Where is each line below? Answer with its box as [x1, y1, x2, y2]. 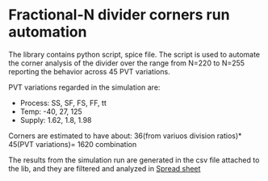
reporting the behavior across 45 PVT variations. [8, 66, 171, 76]
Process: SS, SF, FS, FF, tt [19, 98, 107, 107]
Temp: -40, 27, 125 [19, 107, 82, 116]
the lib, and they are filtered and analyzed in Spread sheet [8, 163, 201, 173]
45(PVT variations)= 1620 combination [8, 139, 137, 149]
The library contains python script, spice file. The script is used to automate [8, 49, 261, 59]
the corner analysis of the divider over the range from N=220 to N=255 [8, 58, 245, 68]
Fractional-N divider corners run [8, 6, 230, 24]
